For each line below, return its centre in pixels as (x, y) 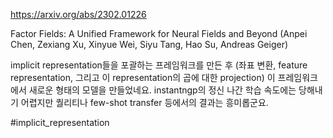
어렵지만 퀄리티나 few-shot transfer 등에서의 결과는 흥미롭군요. (144, 102)
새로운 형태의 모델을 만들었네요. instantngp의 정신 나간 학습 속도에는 (162, 90)
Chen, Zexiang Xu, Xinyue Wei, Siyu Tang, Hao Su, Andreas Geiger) (149, 44)
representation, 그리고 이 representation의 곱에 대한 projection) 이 (143, 77)
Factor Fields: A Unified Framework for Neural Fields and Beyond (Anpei (159, 33)
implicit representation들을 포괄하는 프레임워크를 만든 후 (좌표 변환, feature (159, 65)
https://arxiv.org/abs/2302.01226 (78, 14)
